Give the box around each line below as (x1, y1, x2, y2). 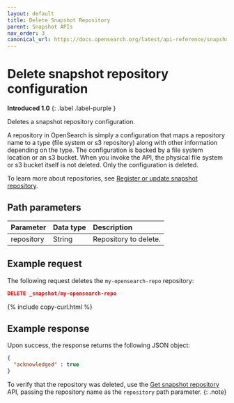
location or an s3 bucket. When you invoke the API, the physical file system (7, 153, 223, 162)
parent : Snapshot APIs (7, 23, 73, 30)
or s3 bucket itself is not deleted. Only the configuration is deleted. (7, 161, 198, 169)
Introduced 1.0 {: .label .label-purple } (7, 104, 116, 112)
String (52, 234, 73, 244)
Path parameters (7, 201, 81, 213)
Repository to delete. (93, 234, 162, 244)
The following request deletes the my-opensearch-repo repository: (7, 276, 194, 284)
